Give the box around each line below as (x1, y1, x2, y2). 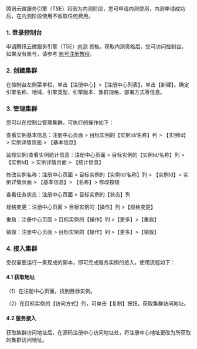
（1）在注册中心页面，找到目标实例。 (6, 287, 96, 295)
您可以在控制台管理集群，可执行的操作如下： (6, 119, 114, 126)
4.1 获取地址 (6, 273, 35, 280)
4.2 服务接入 (6, 314, 36, 321)
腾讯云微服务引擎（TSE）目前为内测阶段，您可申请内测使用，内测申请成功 (6, 5, 186, 12)
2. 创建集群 (6, 66, 38, 75)
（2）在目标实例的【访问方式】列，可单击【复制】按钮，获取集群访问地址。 (6, 300, 189, 307)
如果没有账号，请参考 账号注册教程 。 (6, 51, 95, 58)
